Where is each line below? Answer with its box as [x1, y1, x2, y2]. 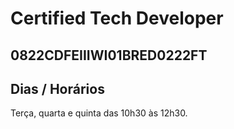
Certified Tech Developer [10, 7, 224, 30]
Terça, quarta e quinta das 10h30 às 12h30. [10, 107, 188, 119]
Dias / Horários [10, 80, 105, 97]
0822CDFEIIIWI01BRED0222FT [10, 47, 208, 64]
